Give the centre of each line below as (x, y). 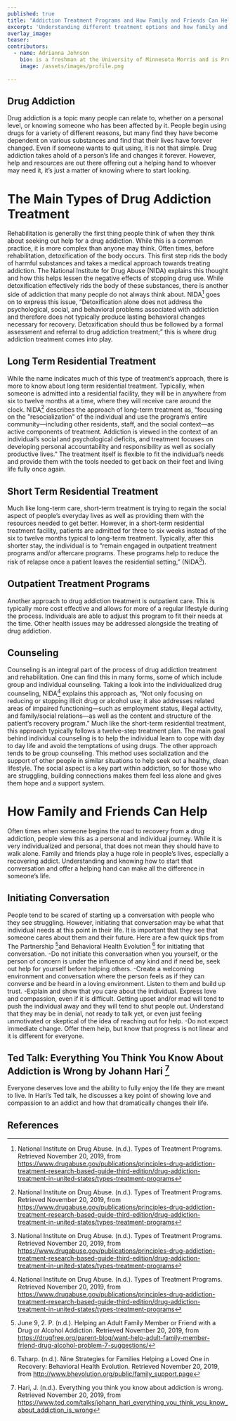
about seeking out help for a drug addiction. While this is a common (105, 241)
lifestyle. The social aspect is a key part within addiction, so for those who (114, 769)
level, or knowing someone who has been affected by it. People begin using (117, 126)
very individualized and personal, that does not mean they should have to (113, 846)
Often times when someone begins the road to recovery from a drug (106, 831)
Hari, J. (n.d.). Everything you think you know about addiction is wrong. (120, 1388)
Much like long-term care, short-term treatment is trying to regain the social (117, 508)
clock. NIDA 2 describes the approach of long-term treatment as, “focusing (115, 409)
